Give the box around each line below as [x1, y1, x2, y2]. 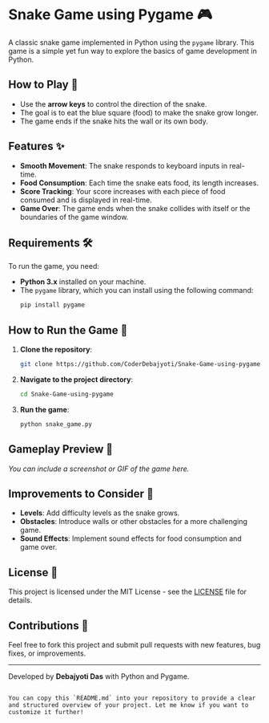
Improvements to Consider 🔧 [8, 486, 154, 501]
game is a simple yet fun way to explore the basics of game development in [8, 46, 258, 55]
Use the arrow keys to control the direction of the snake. [19, 99, 207, 108]
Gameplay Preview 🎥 [8, 442, 114, 457]
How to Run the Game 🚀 [8, 323, 128, 337]
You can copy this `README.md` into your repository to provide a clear [8, 694, 256, 702]
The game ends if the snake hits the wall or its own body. [19, 116, 208, 126]
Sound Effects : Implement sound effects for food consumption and [19, 534, 242, 543]
